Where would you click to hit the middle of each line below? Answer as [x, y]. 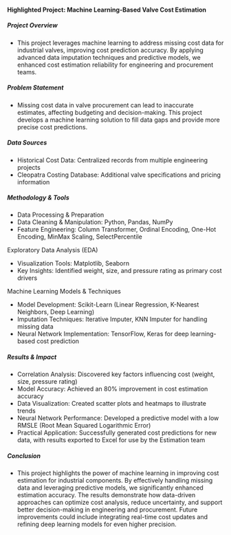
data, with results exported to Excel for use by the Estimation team [111, 440]
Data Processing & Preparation [60, 215]
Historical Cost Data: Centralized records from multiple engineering [112, 160]
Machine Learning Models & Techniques [64, 292]
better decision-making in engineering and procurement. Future [107, 510]
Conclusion [24, 456]
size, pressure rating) [47, 382]
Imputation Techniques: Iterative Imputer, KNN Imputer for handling [112, 319]
